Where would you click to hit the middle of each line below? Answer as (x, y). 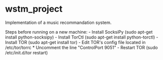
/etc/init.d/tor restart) (27, 53)
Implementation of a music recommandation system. (58, 22)
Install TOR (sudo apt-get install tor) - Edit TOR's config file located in (75, 42)
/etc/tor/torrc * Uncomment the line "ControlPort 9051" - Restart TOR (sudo (81, 47)
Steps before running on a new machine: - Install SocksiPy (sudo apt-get (79, 32)
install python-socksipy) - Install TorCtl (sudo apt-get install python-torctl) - (82, 37)
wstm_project (34, 9)
